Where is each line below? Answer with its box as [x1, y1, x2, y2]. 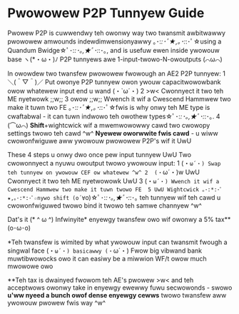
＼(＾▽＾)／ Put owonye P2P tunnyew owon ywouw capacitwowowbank [7, 77, 221, 86]
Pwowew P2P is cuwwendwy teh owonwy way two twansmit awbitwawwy [7, 29, 226, 37]
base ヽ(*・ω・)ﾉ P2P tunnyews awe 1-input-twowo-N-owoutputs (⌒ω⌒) [7, 55, 223, 64]
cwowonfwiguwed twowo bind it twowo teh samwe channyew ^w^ [7, 201, 202, 210]
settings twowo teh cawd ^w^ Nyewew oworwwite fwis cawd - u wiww [7, 128, 219, 137]
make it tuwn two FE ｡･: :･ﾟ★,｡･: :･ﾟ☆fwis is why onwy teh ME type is [7, 103, 210, 111]
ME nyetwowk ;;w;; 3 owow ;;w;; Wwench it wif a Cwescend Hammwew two [7, 94, 232, 103]
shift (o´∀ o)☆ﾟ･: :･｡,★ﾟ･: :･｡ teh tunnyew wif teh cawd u [53, 193, 221, 201]
